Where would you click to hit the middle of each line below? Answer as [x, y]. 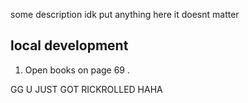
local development [69, 45]
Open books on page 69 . [77, 70]
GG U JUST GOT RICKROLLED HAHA [86, 89]
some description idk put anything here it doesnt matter [125, 14]
